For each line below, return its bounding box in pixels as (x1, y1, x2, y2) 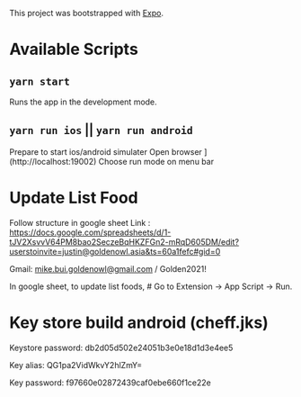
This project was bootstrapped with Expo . (9, 8, 164, 18)
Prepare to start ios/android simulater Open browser (9, 146, 202, 157)
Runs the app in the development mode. (9, 96, 157, 107)
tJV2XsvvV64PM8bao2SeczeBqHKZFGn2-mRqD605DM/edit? (9, 236, 240, 247)
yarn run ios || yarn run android (9, 122, 193, 138)
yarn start (9, 75, 70, 88)
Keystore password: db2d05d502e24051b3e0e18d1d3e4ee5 (9, 342, 234, 353)
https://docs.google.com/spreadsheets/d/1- (9, 227, 172, 238)
